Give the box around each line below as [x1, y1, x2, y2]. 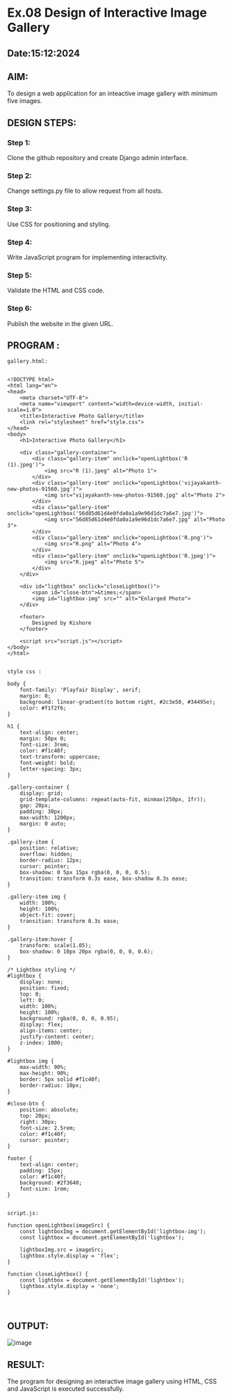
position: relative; [19, 845, 79, 852]
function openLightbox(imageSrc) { [7, 1222, 110, 1229]
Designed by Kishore [32, 620, 92, 627]
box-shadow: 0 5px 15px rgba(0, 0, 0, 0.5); [19, 869, 151, 876]
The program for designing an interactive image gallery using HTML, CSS [7, 1377, 217, 1385]
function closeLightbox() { [7, 1271, 89, 1278]
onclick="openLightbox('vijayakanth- [113, 480, 222, 487]
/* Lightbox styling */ [7, 967, 76, 974]
